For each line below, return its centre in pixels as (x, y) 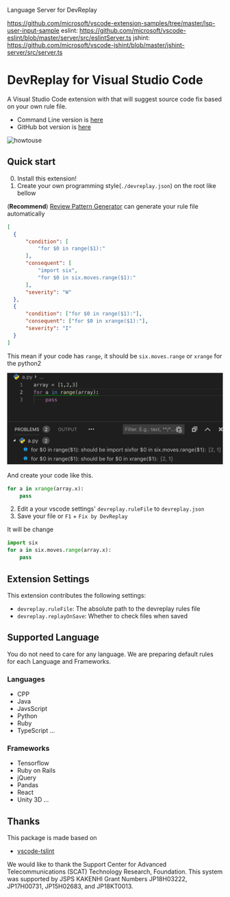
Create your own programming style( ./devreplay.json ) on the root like (117, 185)
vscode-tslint (36, 851)
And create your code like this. (50, 475)
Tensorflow (33, 763)
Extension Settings (48, 579)
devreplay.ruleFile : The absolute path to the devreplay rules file (108, 608)
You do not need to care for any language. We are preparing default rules (110, 654)
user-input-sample (33, 31)
